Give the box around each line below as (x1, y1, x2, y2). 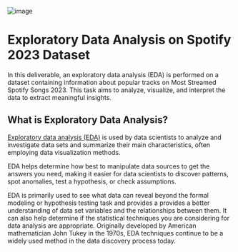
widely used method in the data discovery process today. (7, 236, 177, 245)
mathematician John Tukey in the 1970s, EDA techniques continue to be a (7, 228, 224, 237)
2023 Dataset (7, 47, 91, 64)
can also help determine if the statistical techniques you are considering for (7, 213, 230, 222)
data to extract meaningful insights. (7, 93, 112, 101)
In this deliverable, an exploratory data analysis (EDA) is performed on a (7, 70, 219, 79)
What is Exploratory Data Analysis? (7, 114, 168, 126)
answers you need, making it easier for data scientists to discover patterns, (7, 169, 229, 178)
